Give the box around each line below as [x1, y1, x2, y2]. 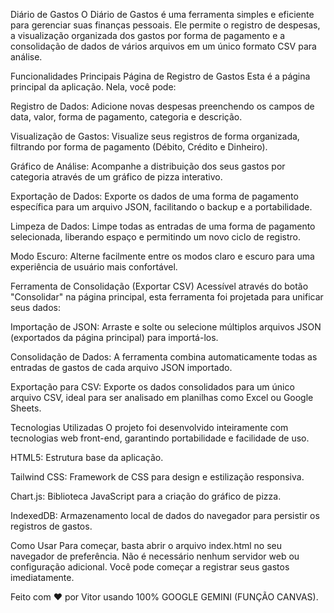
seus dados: [10, 302, 61, 313]
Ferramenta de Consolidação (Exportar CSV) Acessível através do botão [10, 280, 309, 292]
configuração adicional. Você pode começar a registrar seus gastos [10, 561, 290, 573]
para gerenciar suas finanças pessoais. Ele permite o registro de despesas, [10, 19, 321, 31]
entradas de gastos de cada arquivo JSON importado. [10, 362, 233, 373]
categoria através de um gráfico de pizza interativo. [10, 171, 223, 183]
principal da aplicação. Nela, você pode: [10, 81, 177, 93]
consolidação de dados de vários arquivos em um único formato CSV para [10, 40, 317, 52]
